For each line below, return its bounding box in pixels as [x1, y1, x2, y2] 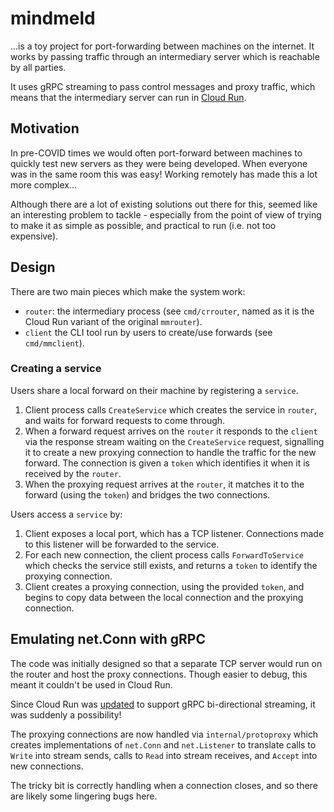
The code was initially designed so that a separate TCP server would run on [10, 657, 323, 669]
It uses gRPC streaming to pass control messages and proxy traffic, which [10, 80, 316, 92]
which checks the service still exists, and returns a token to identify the [24, 559, 318, 571]
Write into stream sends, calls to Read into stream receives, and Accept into [10, 749, 318, 761]
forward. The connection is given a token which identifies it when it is [24, 457, 311, 469]
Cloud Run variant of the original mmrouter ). [24, 315, 203, 327]
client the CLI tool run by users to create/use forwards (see [24, 326, 273, 338]
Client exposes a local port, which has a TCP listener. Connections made [24, 527, 325, 539]
